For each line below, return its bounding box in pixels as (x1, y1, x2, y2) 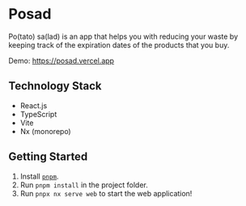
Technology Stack (8, 79, 102, 93)
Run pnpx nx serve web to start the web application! (19, 188, 193, 198)
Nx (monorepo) (19, 126, 71, 136)
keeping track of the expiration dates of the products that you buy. (8, 40, 230, 49)
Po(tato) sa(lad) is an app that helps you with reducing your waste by (8, 32, 239, 41)
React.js (19, 100, 48, 110)
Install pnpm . (19, 171, 59, 181)
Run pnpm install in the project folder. (19, 179, 148, 190)
